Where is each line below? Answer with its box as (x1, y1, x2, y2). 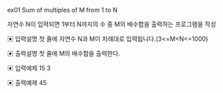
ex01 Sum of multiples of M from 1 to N (7, 6, 118, 14)
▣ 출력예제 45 (7, 79, 47, 87)
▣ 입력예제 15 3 (7, 64, 51, 72)
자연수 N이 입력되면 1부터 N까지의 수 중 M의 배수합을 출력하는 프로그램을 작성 (7, 20, 217, 28)
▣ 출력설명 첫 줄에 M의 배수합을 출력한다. (7, 50, 121, 57)
